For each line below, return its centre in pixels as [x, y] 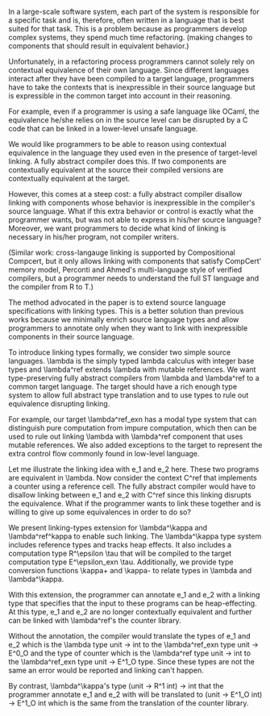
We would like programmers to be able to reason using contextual [118, 144]
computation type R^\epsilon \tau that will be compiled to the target [120, 553]
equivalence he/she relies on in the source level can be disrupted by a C [128, 120]
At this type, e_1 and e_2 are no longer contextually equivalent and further [130, 612]
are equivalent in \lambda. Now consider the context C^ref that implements [133, 478]
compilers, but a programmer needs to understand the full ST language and [134, 278]
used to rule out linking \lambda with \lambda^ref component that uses [126, 436]
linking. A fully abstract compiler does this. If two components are [118, 161]
